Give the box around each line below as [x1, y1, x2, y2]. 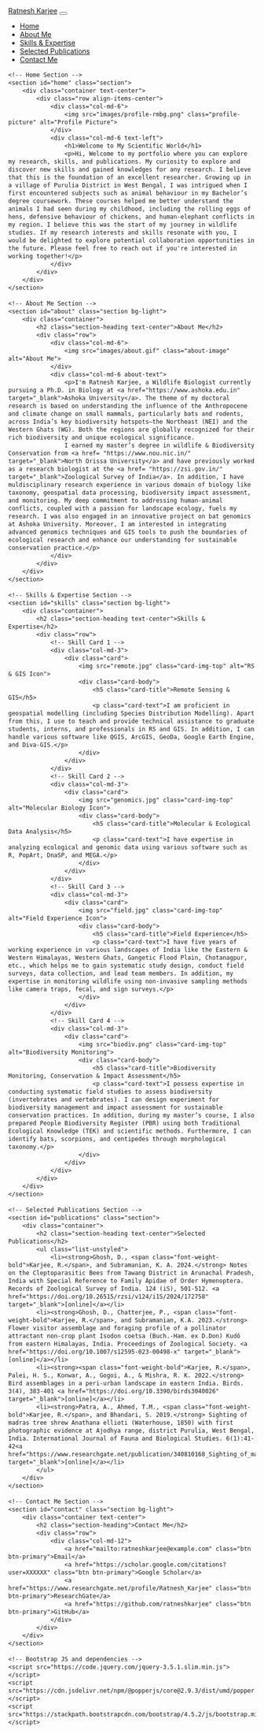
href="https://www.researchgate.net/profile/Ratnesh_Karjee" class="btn [8, 1584, 251, 1592]
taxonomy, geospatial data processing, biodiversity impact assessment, [8, 489, 251, 497]
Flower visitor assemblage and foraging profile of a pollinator [8, 1324, 226, 1332]
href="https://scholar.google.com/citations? [75, 1561, 226, 1568]
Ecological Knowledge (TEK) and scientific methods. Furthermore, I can [8, 1127, 251, 1135]
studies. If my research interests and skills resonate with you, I [8, 229, 237, 236]
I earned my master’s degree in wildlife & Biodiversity [64, 441, 255, 449]
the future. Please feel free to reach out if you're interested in [8, 244, 237, 252]
